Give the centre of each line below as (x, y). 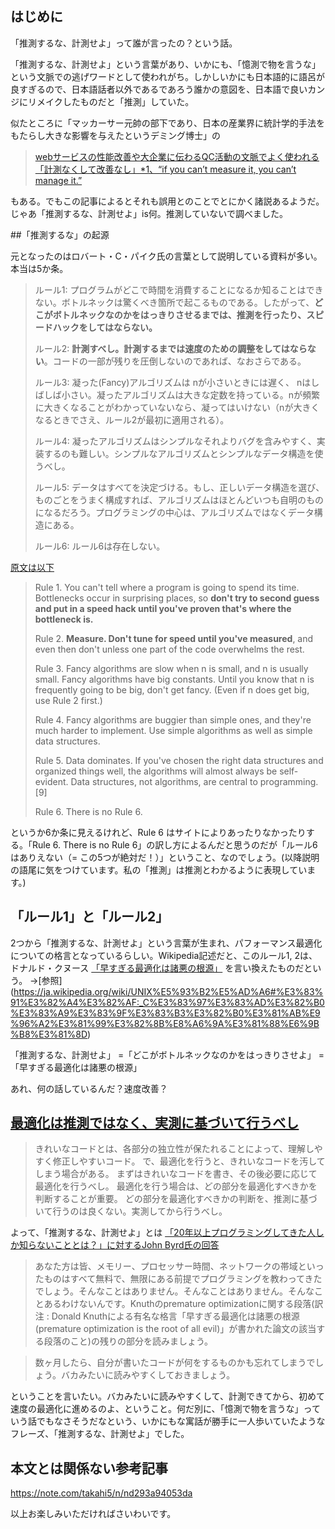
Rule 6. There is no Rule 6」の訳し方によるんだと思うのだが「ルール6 (174, 844)
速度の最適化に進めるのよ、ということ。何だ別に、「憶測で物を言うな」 (157, 1409)
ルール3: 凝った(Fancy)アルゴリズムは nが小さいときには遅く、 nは (173, 382)
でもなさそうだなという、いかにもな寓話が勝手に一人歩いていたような (181, 1421)
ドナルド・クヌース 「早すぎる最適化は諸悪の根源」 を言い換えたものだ (157, 968)
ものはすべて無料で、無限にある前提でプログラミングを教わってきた (183, 1279)
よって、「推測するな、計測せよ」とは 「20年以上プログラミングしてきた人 (163, 1233)
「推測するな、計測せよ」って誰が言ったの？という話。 (124, 43)
